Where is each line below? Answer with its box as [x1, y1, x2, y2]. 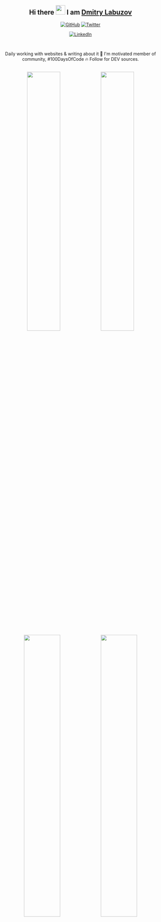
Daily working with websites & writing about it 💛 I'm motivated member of [4, 51, 156, 57]
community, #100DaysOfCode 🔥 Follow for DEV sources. [22, 56, 139, 62]
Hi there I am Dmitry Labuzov [28, 8, 132, 17]
